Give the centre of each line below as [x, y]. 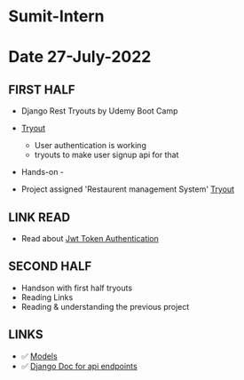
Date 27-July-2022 [80, 57]
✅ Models [39, 356]
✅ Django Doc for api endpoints [79, 366]
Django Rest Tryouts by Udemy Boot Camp [99, 111]
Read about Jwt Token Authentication [90, 238]
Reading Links [47, 297]
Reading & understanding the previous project [105, 306]
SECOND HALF [50, 267]
